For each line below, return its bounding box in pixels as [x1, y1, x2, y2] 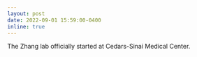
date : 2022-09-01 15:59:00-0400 [7, 17, 101, 24]
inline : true [7, 23, 45, 30]
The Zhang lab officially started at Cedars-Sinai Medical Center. [7, 42, 191, 51]
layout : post [7, 10, 45, 17]
